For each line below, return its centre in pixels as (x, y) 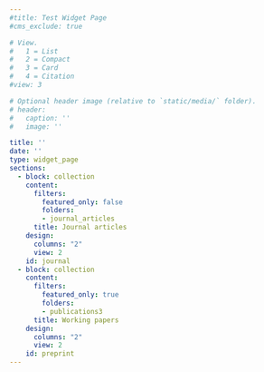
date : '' (26, 152)
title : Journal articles (80, 228)
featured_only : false (83, 202)
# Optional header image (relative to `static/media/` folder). (133, 101)
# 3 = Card (34, 68)
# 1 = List (34, 51)
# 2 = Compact (40, 60)
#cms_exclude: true (46, 26)
